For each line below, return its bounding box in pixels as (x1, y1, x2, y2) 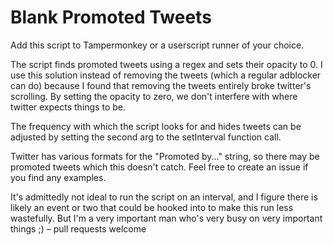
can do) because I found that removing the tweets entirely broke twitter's (10, 79, 312, 91)
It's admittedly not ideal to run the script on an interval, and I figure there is (10, 191, 318, 203)
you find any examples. (10, 171, 107, 183)
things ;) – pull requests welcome (10, 222, 147, 235)
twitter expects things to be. (10, 101, 126, 113)
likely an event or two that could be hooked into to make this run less (10, 201, 294, 213)
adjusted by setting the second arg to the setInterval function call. (10, 131, 282, 143)
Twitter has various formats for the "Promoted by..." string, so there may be (10, 150, 320, 162)
